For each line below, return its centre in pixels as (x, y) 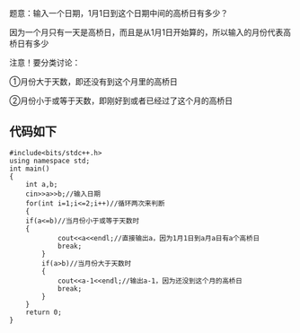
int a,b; (42, 184)
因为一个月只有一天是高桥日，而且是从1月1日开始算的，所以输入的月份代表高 (150, 32)
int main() (30, 169)
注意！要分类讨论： (45, 62)
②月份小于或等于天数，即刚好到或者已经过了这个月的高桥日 (121, 101)
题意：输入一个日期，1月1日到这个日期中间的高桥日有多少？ (119, 13)
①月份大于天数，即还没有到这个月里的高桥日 (93, 82)
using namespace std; (50, 161)
